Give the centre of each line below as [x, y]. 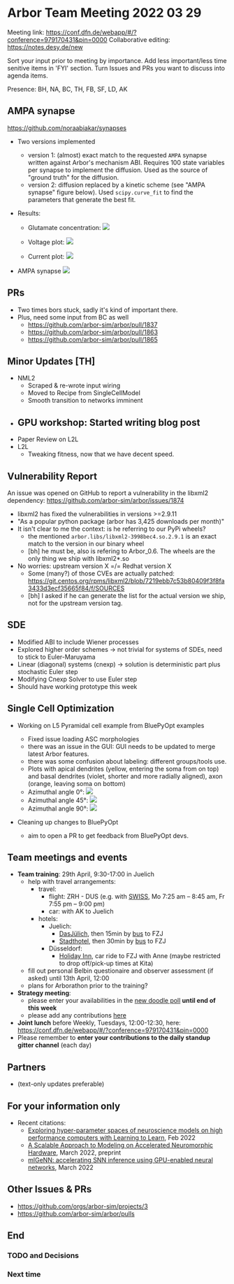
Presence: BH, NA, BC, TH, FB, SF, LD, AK [67, 89]
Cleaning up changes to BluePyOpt [68, 822]
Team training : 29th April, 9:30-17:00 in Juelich [86, 874]
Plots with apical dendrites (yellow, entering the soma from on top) [123, 769]
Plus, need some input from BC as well [73, 317]
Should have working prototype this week [77, 686]
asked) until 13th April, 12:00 [68, 978]
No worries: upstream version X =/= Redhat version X [94, 566]
